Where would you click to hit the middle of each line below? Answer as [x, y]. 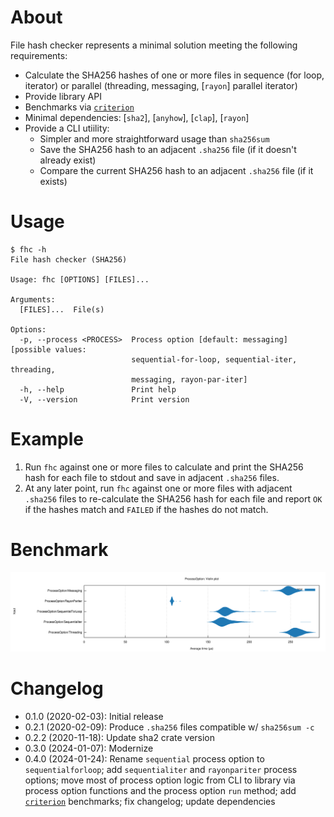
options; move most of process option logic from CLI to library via [160, 780]
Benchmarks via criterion [79, 107]
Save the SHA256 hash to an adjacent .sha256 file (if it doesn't [168, 149]
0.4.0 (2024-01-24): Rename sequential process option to [144, 759]
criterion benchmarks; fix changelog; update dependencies [150, 802]
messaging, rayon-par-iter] [189, 379]
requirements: [39, 55]
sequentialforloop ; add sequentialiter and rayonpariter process [161, 770]
